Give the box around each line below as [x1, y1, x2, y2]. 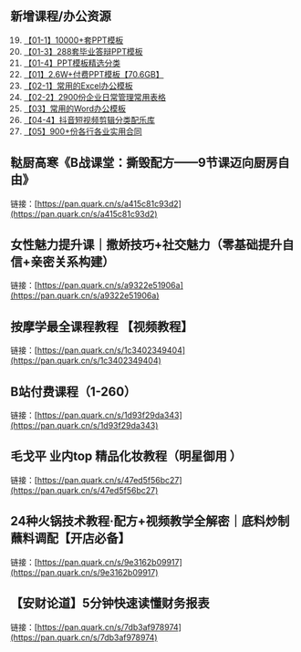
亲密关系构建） [30, 254, 115, 270]
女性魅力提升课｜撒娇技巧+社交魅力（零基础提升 [10, 237, 283, 253]
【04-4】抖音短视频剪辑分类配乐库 [23, 114, 156, 125]
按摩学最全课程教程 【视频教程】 [10, 318, 193, 335]
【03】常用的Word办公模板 [23, 103, 127, 114]
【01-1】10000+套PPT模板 [23, 35, 124, 46]
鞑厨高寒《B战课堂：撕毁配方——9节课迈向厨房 [10, 155, 278, 171]
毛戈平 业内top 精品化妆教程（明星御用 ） [10, 449, 243, 464]
